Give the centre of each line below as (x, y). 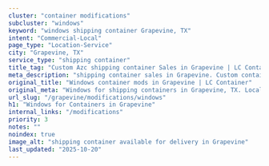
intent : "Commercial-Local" (55, 38)
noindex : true (32, 134)
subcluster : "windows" (46, 23)
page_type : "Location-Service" (60, 45)
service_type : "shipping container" (69, 61)
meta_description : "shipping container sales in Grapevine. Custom (123, 75)
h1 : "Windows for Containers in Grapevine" (82, 105)
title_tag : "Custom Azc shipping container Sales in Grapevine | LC (125, 68)
